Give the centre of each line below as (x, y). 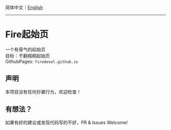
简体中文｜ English (24, 7)
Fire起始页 (27, 35)
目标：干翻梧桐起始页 (27, 56)
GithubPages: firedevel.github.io (42, 61)
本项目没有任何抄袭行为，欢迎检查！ (43, 92)
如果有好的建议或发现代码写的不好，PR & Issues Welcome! (67, 122)
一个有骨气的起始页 (25, 49)
